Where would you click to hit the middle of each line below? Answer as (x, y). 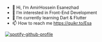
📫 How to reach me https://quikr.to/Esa (52, 23)
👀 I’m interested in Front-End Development (54, 13)
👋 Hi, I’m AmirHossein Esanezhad (45, 7)
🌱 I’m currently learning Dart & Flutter (49, 18)
